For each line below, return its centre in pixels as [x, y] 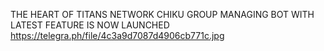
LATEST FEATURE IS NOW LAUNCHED [90, 25]
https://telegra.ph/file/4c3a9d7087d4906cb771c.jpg [117, 35]
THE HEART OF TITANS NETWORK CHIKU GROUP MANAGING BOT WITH [162, 14]
